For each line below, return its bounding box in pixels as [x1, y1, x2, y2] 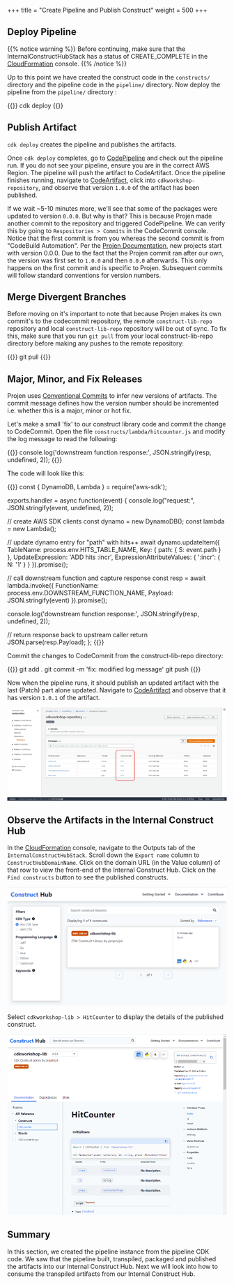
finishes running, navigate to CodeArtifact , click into [7, 176, 156, 184]
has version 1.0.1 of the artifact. [7, 694, 100, 702]
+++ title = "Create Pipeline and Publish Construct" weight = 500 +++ [7, 6, 208, 14]
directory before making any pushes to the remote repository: [7, 339, 185, 348]
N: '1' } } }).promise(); [7, 560, 68, 569]
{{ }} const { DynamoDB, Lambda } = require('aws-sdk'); [7, 483, 167, 491]
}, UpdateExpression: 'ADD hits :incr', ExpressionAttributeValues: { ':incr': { [7, 553, 221, 561]
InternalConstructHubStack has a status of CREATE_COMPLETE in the [7, 52, 208, 60]
